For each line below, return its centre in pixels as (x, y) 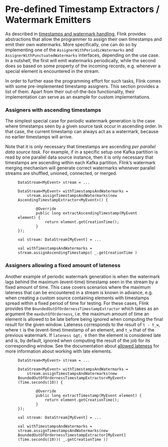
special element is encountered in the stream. (53, 71)
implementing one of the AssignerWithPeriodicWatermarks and (69, 50)
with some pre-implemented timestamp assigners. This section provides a (82, 86)
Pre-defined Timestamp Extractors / (82, 9)
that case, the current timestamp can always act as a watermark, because (82, 132)
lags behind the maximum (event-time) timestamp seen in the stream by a (81, 282)
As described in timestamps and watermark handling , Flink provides (76, 34)
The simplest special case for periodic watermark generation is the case (80, 121)
